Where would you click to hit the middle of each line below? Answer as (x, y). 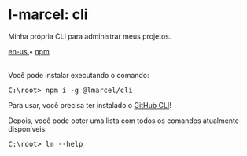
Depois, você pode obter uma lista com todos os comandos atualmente (124, 121)
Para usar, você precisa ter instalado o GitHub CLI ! (90, 105)
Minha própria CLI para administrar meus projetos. (90, 36)
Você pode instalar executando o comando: (79, 75)
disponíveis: (28, 128)
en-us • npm (29, 51)
